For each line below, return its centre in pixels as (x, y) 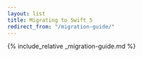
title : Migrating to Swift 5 (50, 20)
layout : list (26, 14)
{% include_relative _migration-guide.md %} (71, 47)
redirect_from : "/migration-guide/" (61, 26)
